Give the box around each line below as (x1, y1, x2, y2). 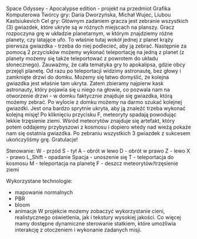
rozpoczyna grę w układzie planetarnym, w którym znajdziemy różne (6, 30, 173, 37)
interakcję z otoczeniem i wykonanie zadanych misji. (14, 226, 142, 233)
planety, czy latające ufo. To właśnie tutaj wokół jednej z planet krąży (6, 36, 173, 43)
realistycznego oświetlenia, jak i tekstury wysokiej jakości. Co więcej (14, 214, 181, 221)
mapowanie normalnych (14, 189, 74, 196)
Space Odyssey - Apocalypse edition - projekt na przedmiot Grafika (6, 5, 171, 12)
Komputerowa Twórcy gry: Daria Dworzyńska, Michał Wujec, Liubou (6, 11, 171, 18)
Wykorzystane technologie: (6, 177, 73, 184)
